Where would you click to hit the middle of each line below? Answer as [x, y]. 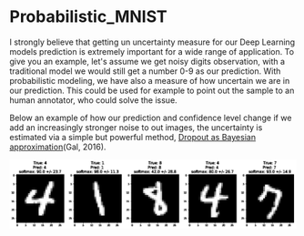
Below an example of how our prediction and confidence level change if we [151, 118]
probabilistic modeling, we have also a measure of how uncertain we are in [150, 80]
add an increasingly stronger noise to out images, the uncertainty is [136, 127]
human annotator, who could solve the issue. [93, 100]
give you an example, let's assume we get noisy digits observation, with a [147, 61]
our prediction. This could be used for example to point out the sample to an [152, 90]
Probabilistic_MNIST [89, 17]
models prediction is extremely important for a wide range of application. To [152, 51]
